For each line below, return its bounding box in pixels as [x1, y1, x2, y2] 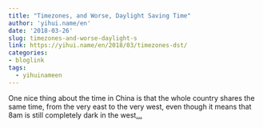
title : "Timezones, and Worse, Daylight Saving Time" [8, 11, 192, 20]
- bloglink [8, 57, 45, 65]
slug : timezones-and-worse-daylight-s [8, 34, 137, 42]
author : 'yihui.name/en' [8, 19, 91, 27]
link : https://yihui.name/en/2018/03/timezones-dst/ [8, 42, 188, 50]
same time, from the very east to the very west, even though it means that [8, 102, 252, 111]
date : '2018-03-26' [8, 26, 74, 34]
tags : [8, 64, 26, 72]
